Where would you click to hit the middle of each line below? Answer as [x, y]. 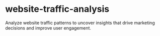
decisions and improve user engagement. [48, 28]
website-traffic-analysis [57, 9]
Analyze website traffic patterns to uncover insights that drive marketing [80, 23]
